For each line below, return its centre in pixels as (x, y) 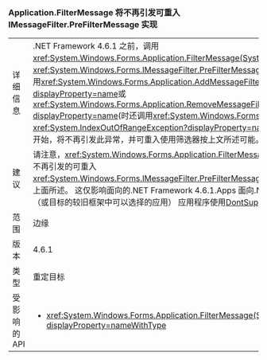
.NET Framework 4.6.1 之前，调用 (96, 46)
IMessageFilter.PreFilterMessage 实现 (83, 24)
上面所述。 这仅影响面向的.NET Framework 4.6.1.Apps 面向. (145, 190)
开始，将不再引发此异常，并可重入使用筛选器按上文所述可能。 (148, 139)
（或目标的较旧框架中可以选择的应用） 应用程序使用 (130, 202)
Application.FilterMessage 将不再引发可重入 (94, 12)
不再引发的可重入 (65, 166)
